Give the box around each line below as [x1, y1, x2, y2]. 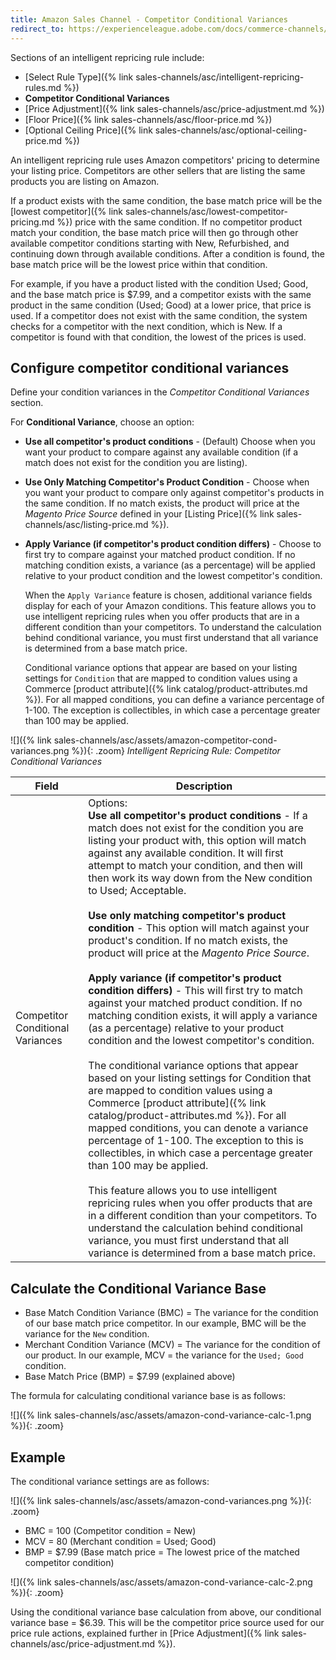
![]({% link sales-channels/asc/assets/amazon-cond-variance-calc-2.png [10, 1576, 313, 1588]
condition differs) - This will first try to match [88, 984, 304, 998]
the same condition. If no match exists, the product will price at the [24, 497, 300, 510]
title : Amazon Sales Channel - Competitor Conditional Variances [10, 14, 288, 25]
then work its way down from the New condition [88, 871, 313, 885]
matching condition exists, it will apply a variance [88, 1009, 318, 1023]
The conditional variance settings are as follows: [10, 1475, 210, 1487]
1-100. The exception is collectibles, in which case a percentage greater [24, 704, 321, 716]
